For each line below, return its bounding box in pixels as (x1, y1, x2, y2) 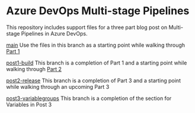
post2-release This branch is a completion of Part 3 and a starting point (6, 77, 181, 84)
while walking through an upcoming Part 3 (6, 83, 110, 90)
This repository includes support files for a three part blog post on (6, 24, 168, 31)
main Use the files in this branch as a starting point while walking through (6, 41, 186, 49)
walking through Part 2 (6, 65, 62, 72)
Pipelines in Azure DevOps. (21, 30, 88, 37)
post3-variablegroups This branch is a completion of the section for (6, 95, 172, 102)
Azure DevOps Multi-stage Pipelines (6, 4, 190, 18)
